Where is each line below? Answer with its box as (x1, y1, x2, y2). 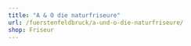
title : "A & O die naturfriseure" (8, 11, 121, 19)
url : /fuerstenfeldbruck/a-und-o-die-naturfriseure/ (8, 19, 184, 27)
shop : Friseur (8, 26, 55, 34)
